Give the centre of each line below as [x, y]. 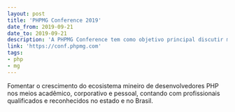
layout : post [26, 14]
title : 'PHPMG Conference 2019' [54, 20]
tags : [15, 53]
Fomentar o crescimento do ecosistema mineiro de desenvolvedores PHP [113, 85]
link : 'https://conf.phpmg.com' [54, 46]
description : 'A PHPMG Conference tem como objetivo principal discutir [115, 40]
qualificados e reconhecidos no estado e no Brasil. [80, 100]
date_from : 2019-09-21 [40, 27]
